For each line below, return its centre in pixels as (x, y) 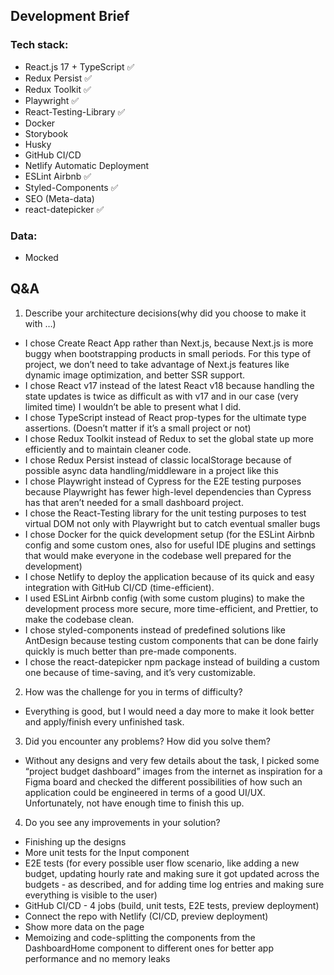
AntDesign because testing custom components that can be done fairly (171, 640)
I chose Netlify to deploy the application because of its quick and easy (169, 576)
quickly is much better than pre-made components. (130, 651)
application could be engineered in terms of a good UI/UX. (145, 792)
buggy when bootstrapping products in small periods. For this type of (168, 353)
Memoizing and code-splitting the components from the (140, 937)
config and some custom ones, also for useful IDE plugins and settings (170, 545)
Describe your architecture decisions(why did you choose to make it (165, 313)
